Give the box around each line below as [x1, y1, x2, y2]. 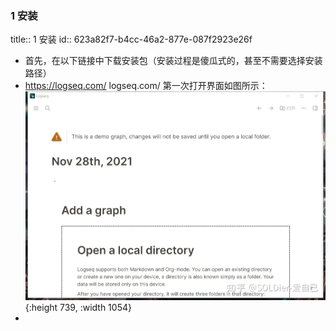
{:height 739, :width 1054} [24, 301, 132, 313]
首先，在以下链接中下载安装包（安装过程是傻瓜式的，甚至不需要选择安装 [24, 55, 323, 67]
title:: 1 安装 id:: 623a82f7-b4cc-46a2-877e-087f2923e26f [10, 33, 253, 46]
